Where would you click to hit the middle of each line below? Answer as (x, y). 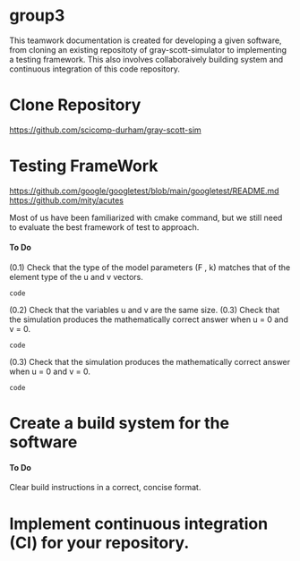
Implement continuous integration (139, 523)
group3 (37, 16)
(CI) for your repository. (99, 543)
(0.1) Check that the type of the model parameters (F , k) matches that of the (150, 268)
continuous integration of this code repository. (95, 69)
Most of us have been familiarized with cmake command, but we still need (146, 217)
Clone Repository (75, 105)
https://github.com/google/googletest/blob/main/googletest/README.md (144, 191)
